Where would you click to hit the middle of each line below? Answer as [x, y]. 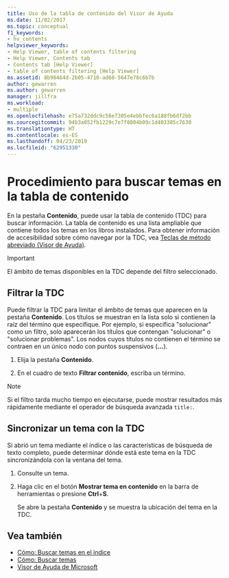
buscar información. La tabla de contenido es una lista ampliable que [105, 223]
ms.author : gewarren [37, 90]
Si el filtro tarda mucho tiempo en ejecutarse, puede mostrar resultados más [115, 399]
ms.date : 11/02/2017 [37, 20]
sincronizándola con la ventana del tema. [65, 460]
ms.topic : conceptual [38, 26]
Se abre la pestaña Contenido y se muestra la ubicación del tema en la [117, 507]
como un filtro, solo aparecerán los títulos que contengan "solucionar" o [109, 332]
